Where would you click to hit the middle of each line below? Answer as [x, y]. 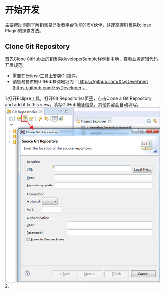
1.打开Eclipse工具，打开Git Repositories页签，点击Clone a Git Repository [78, 98]
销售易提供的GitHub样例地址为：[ [46, 81]
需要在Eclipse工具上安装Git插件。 [46, 75]
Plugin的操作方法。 [24, 30]
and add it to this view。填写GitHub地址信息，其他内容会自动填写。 [73, 104]
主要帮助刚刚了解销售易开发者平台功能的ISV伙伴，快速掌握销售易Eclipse [78, 25]
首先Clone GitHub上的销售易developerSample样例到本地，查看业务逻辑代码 [82, 59]
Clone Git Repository [38, 46]
